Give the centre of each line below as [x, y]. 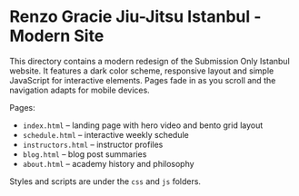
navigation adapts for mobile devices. [80, 90]
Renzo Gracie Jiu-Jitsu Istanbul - [135, 17]
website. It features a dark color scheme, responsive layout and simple [142, 71]
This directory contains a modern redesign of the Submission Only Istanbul [150, 61]
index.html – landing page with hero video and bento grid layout [143, 125]
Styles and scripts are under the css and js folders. [105, 181]
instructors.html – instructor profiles [93, 144]
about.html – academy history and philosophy [108, 163]
